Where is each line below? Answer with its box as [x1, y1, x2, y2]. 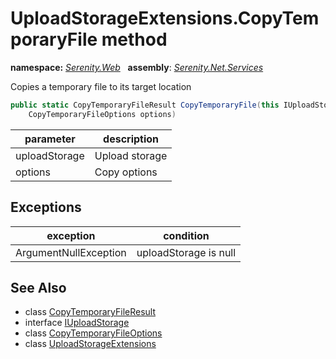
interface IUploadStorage [24, 317, 130, 329]
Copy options [94, 165, 158, 179]
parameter [24, 132, 76, 146]
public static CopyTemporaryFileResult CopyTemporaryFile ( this [10, 100, 280, 110]
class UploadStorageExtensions [24, 338, 157, 350]
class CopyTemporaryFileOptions [24, 327, 163, 339]
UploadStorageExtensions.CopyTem [10, 7, 320, 30]
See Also [10, 279, 67, 296]
